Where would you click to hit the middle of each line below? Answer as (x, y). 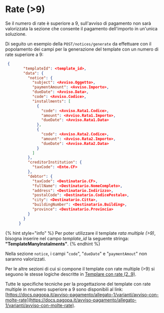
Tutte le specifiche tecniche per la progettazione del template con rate (78, 284)
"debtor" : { (40, 176)
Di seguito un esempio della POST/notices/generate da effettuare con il (78, 43)
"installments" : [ (51, 101)
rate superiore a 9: (24, 55)
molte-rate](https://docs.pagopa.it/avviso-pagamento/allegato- (71, 300)
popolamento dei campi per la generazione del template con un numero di (82, 49)
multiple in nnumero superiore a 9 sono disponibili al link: (64, 289)
